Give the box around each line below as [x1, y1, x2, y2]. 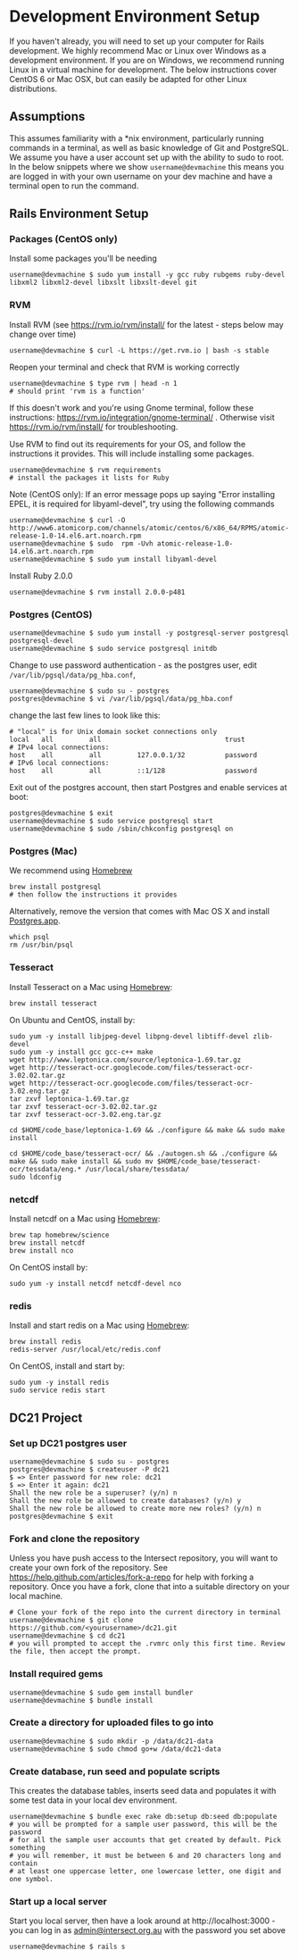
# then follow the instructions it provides [9, 890, 178, 899]
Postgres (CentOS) [9, 608, 93, 621]
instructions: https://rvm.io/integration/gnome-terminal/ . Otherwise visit [9, 412, 275, 422]
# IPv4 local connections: [9, 743, 110, 752]
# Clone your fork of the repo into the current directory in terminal [9, 1608, 281, 1617]
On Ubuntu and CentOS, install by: [9, 1014, 136, 1025]
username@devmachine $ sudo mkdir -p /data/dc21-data [9, 1737, 214, 1746]
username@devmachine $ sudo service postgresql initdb [9, 645, 218, 654]
